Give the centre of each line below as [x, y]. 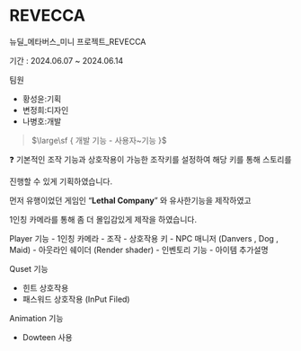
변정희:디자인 [45, 110]
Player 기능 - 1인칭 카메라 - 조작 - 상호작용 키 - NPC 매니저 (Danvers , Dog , [144, 238]
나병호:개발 [42, 121]
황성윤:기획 [42, 99]
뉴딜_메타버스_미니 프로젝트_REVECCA [78, 41]
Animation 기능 [36, 318]
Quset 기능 [29, 268]
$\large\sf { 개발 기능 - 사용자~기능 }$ [99, 140]
